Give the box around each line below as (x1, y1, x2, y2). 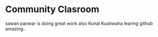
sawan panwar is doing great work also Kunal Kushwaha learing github (5, 20, 153, 26)
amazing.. (5, 25, 26, 31)
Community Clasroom (5, 4, 100, 15)
